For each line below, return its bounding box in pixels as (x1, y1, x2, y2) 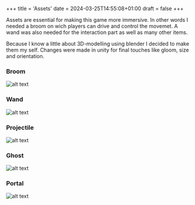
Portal (6, 179, 24, 187)
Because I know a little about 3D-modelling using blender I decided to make (6, 41, 190, 47)
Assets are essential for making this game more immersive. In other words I (6, 16, 189, 23)
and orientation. (6, 53, 45, 59)
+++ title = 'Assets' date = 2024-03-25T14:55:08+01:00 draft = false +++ (6, 5, 184, 12)
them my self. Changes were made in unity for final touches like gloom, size (6, 46, 189, 53)
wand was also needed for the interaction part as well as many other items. (6, 29, 188, 36)
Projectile (6, 123, 34, 132)
